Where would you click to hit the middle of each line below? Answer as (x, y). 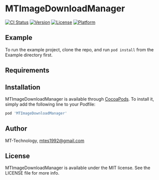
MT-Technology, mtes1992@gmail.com (45, 141)
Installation (23, 87)
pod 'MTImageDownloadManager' (36, 113)
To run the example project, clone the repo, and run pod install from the (79, 49)
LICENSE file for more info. (32, 173)
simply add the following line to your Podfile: (50, 104)
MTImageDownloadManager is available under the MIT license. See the (78, 168)
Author (16, 129)
